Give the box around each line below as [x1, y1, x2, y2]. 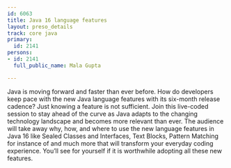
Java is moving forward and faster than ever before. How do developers [7, 87, 214, 96]
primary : [7, 36, 33, 43]
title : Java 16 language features [7, 17, 108, 24]
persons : [7, 49, 33, 56]
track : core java [7, 29, 58, 37]
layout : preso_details [7, 23, 73, 30]
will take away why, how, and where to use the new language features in [7, 124, 214, 132]
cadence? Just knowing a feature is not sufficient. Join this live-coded [7, 102, 209, 110]
